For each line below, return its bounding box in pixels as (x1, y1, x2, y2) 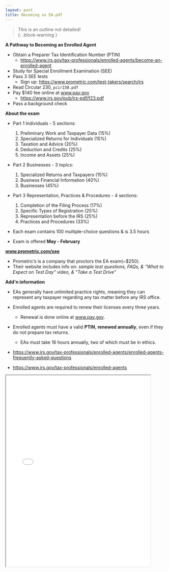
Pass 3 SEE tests (12, 73, 48, 79)
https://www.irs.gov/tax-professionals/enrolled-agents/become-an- (20, 57, 163, 63)
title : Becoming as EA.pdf (5, 12, 63, 17)
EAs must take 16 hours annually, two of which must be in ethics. (20, 339, 156, 345)
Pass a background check (12, 100, 68, 106)
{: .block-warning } (17, 32, 58, 38)
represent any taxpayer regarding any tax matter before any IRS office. (12, 294, 161, 300)
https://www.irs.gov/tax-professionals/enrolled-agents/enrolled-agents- (12, 349, 164, 355)
